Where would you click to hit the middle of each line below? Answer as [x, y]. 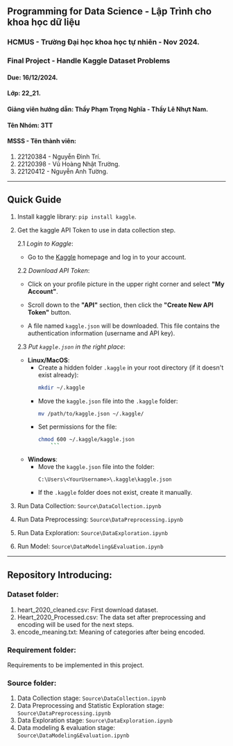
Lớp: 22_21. [24, 93]
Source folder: [32, 683]
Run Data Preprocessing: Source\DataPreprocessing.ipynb [100, 519]
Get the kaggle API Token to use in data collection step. [96, 230]
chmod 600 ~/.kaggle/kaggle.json [86, 440]
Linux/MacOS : [49, 360]
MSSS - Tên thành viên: [42, 141]
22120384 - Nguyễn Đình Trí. [59, 157]
